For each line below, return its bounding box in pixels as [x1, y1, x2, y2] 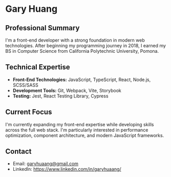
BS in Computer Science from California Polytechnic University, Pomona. [5, 48, 159, 54]
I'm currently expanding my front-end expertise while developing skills [5, 121, 154, 127]
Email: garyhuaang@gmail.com [12, 161, 78, 167]
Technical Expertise [5, 63, 70, 72]
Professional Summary [5, 24, 80, 32]
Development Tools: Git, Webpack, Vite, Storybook [12, 87, 121, 93]
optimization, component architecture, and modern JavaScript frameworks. [5, 132, 164, 139]
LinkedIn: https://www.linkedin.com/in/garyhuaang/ [12, 166, 121, 172]
